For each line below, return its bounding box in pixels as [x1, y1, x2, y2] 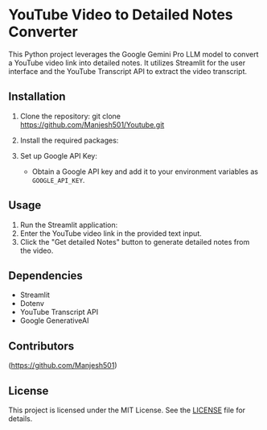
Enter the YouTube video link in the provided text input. [19, 228, 203, 238]
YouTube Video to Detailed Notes [8, 6, 233, 24]
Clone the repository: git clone [19, 111, 121, 121]
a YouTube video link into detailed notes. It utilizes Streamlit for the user [8, 58, 246, 68]
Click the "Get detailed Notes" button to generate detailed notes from [19, 237, 250, 246]
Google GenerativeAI [19, 316, 89, 325]
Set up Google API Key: [19, 151, 98, 160]
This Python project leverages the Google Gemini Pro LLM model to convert [8, 49, 259, 59]
